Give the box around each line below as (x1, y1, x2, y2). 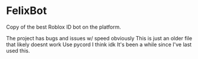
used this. (6, 47, 31, 54)
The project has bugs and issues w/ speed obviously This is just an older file (6, 34, 193, 41)
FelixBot (6, 4, 47, 18)
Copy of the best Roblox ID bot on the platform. (6, 23, 121, 30)
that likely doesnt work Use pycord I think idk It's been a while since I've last (6, 41, 192, 48)
